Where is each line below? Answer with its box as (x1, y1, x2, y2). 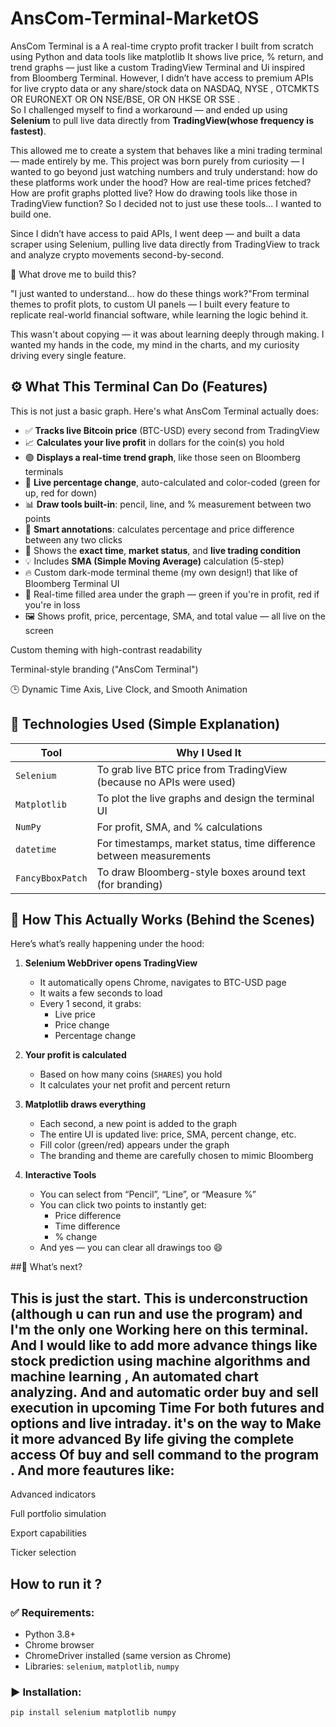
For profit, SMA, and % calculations (96, 820, 263, 834)
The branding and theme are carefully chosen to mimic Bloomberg (39, 1150, 314, 1162)
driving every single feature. (10, 349, 127, 361)
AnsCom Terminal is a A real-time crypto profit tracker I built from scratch (10, 40, 314, 52)
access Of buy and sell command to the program (10, 1446, 320, 1463)
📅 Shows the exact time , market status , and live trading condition (24, 544, 301, 556)
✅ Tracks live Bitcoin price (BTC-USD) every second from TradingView (24, 424, 320, 436)
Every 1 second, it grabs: (39, 998, 142, 1010)
